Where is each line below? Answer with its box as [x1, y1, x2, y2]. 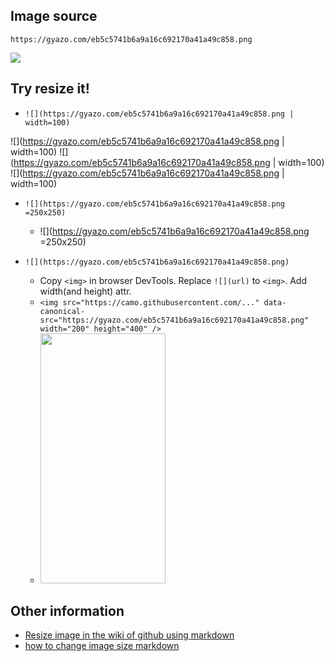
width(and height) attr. [39, 285, 132, 297]
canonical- [39, 306, 86, 316]
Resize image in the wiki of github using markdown [24, 629, 235, 641]
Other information [10, 603, 125, 620]
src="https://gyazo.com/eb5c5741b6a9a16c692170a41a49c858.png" [39, 315, 310, 325]
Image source [10, 8, 98, 25]
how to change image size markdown [24, 640, 180, 652]
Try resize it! [10, 80, 90, 98]
